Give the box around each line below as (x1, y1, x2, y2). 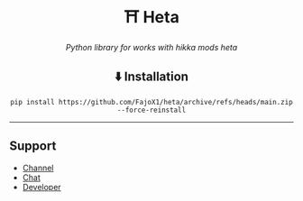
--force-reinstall (116, 105, 187, 114)
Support (9, 139, 57, 154)
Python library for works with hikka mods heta (65, 41, 238, 52)
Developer (22, 181, 61, 192)
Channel (22, 162, 54, 173)
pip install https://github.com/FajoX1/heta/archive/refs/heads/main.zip (10, 97, 293, 106)
